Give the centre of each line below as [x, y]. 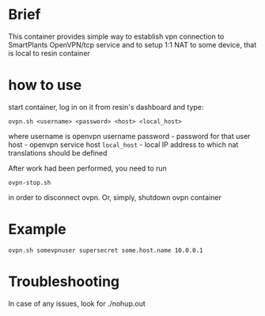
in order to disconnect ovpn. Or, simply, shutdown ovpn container [115, 197]
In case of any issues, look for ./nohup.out [77, 303]
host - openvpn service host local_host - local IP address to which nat [123, 145]
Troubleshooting [64, 281]
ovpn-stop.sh [30, 182]
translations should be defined [58, 152]
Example [37, 229]
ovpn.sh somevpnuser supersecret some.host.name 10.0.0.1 [106, 250]
